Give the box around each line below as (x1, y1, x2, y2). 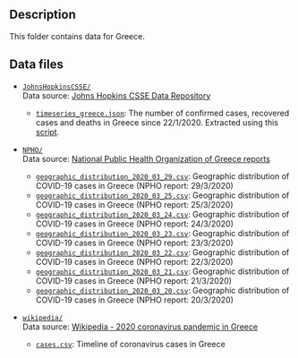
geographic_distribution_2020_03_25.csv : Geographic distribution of (35, 190, 290, 200)
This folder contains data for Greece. (9, 30, 145, 41)
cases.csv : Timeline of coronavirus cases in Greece (35, 338, 226, 349)
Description (9, 7, 76, 22)
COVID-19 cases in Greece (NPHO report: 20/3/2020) (35, 294, 234, 305)
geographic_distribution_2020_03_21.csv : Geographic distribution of (35, 266, 290, 277)
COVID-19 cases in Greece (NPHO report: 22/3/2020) (35, 256, 234, 267)
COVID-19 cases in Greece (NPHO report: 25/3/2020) (35, 199, 234, 209)
